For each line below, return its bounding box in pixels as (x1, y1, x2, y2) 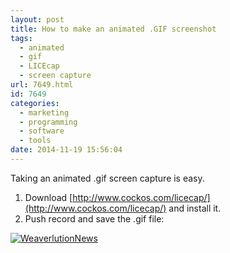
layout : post (10, 14, 65, 25)
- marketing (19, 107, 70, 118)
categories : (10, 98, 60, 108)
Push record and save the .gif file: (24, 212, 165, 225)
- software (19, 126, 65, 136)
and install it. (168, 202, 222, 214)
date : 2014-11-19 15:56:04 (10, 145, 123, 155)
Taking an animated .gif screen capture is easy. (10, 172, 205, 184)
